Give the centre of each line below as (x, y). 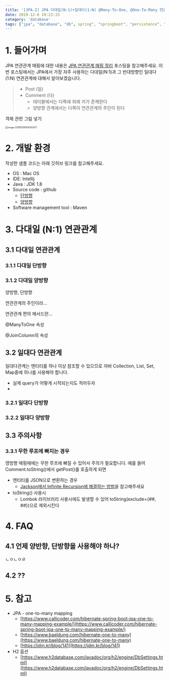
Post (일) (34, 89)
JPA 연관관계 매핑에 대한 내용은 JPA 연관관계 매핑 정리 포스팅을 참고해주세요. (81, 66)
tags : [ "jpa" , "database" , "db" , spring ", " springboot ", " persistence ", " (86, 24)
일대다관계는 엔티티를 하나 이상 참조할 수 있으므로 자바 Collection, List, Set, (80, 366)
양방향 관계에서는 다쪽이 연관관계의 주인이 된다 (79, 108)
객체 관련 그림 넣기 (24, 119)
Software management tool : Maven (50, 207)
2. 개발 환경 (28, 148)
